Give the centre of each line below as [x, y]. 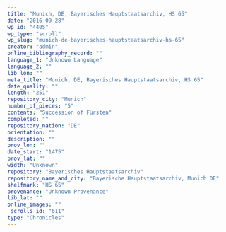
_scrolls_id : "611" [36, 211]
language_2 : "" [30, 66]
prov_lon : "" [26, 146]
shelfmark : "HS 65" [36, 185]
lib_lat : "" [25, 198]
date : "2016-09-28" [36, 21]
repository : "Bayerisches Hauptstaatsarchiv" [75, 172]
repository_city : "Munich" [47, 100]
